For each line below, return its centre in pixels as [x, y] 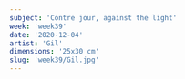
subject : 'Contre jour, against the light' [93, 18]
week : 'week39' [38, 26]
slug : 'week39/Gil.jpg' [55, 60]
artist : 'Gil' [36, 43]
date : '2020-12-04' [46, 35]
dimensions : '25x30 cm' [55, 52]
